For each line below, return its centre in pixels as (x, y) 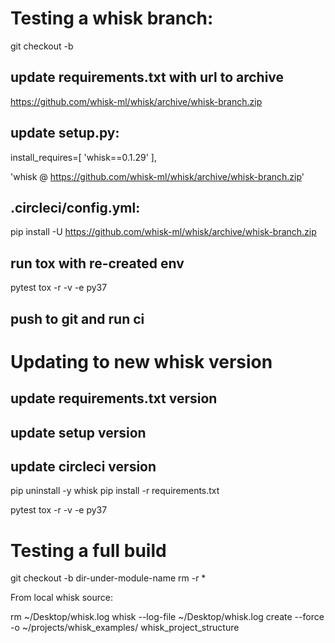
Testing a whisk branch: (112, 18)
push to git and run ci (77, 318)
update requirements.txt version (114, 398)
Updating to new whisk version (141, 361)
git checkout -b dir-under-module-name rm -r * (108, 578)
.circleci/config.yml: (75, 207)
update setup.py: (65, 133)
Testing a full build (88, 550)
